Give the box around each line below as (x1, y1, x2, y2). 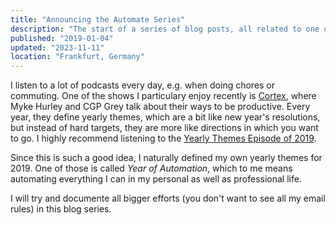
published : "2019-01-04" (10, 33, 114, 43)
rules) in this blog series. (10, 203, 112, 215)
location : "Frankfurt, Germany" (10, 52, 145, 62)
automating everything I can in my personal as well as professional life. (10, 173, 302, 185)
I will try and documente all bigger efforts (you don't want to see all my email (10, 192, 326, 205)
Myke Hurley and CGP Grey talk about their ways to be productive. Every (10, 101, 311, 113)
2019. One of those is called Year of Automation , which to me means (10, 162, 293, 175)
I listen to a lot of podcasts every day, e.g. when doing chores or (10, 79, 276, 91)
